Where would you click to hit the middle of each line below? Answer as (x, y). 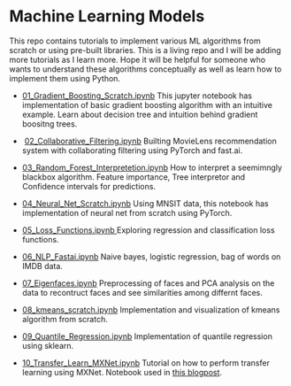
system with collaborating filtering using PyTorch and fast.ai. (132, 150)
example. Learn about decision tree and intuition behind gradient (140, 114)
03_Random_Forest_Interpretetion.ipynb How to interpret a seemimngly (152, 167)
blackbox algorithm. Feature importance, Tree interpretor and (134, 177)
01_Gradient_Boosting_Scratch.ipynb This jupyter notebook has (137, 96)
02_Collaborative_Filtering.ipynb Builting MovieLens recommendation (150, 141)
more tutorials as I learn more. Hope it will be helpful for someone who (138, 59)
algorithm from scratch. (65, 319)
